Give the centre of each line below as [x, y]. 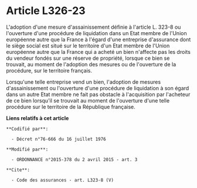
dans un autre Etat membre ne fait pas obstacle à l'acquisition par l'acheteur [98, 94]
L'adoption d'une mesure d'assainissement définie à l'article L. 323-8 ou [94, 27]
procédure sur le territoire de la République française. [71, 107]
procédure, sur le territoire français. [49, 70]
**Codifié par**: [27, 129]
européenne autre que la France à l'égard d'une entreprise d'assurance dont [98, 39]
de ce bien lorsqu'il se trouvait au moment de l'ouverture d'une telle [88, 100]
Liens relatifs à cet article [38, 118]
